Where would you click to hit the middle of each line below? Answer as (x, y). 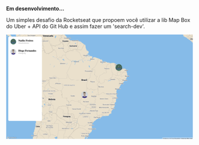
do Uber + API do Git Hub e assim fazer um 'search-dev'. (76, 26)
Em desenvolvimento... (35, 9)
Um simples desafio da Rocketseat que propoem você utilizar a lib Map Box (98, 20)
